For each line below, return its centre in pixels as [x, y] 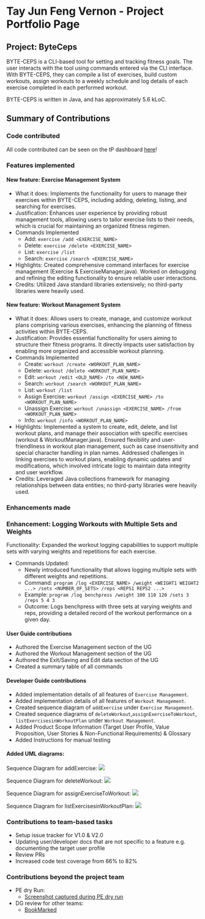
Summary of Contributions [58, 118]
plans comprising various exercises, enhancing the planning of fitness [103, 325]
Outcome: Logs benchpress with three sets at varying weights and [108, 606]
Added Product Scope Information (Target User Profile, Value [92, 727]
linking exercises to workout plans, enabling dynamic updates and [98, 459]
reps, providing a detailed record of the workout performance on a [108, 613]
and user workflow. [39, 472]
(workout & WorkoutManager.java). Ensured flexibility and [88, 440]
